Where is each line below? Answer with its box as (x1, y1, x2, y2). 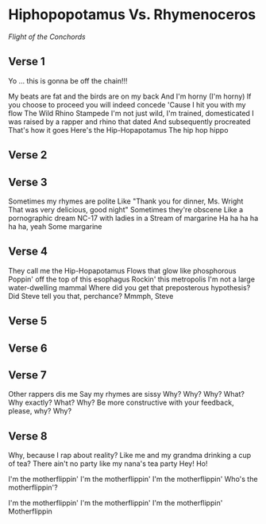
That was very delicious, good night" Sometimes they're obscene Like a (8, 204, 244, 214)
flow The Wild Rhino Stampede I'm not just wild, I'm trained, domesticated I (8, 108, 254, 118)
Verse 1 (8, 55, 45, 68)
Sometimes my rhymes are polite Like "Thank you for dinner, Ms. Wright (8, 196, 244, 206)
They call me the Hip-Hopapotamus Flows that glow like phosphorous (8, 266, 237, 275)
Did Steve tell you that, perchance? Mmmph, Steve (8, 291, 174, 301)
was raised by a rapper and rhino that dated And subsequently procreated (8, 117, 251, 126)
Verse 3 (8, 175, 48, 188)
